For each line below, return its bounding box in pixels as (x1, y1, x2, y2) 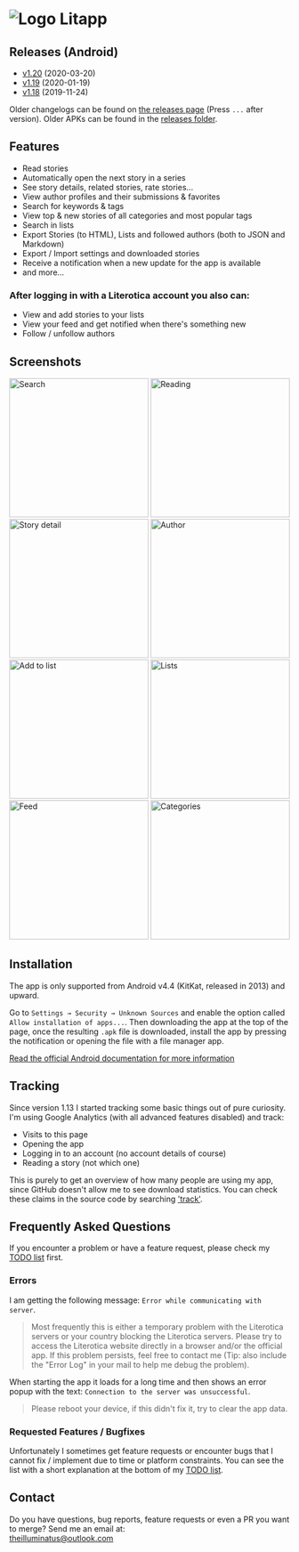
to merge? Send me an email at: (9, 1523, 125, 1534)
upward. (9, 990, 40, 1000)
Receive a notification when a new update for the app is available (21, 257, 261, 268)
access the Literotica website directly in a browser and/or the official (30, 1340, 283, 1351)
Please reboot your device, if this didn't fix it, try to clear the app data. (30, 1402, 288, 1414)
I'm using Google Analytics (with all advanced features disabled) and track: (9, 1111, 285, 1122)
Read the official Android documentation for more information (9, 1053, 235, 1063)
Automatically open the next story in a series (21, 172, 186, 182)
